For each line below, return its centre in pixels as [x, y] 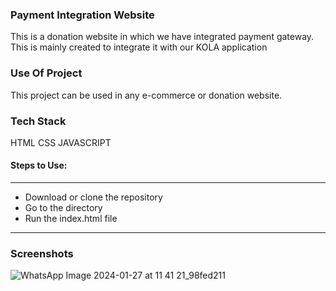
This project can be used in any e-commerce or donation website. [146, 95]
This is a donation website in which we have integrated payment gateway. [162, 37]
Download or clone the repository [93, 197]
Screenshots [42, 254]
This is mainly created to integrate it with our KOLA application [139, 47]
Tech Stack [38, 121]
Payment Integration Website [82, 15]
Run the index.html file [71, 219]
